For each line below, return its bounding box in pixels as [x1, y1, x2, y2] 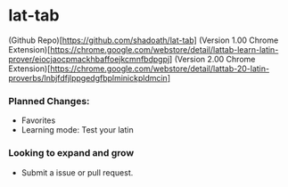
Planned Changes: [8, 94, 90, 107]
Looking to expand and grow [8, 147, 135, 159]
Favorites [21, 115, 56, 126]
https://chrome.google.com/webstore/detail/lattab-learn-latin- [49, 44, 279, 54]
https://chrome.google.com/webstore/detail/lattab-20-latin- [49, 63, 269, 74]
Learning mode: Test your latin [21, 125, 135, 135]
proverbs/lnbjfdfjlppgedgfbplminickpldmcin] [8, 72, 171, 83]
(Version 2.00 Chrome [174, 53, 256, 64]
